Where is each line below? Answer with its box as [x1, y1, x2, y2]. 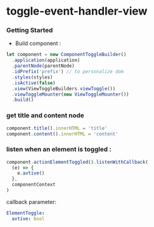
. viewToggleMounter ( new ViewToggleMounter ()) [12, 91, 130, 97]
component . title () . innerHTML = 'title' [6, 125, 108, 131]
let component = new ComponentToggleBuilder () [6, 52, 127, 58]
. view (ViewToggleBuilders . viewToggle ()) [12, 85, 116, 92]
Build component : [15, 40, 61, 47]
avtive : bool [12, 215, 45, 222]
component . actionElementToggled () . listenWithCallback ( [6, 159, 149, 165]
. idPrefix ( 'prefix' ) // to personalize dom [12, 69, 124, 75]
